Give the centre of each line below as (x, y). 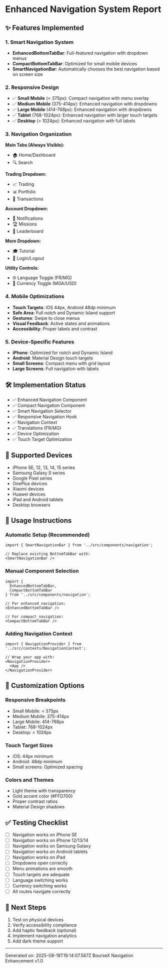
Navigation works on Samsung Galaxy (51, 846)
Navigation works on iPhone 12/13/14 (50, 840)
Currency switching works (39, 886)
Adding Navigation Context (39, 634)
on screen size (27, 74)
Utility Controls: (22, 268)
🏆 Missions (25, 224)
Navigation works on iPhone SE (45, 835)
